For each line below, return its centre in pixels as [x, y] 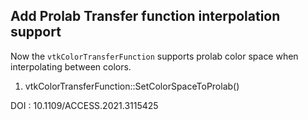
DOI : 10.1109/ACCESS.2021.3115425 [84, 105]
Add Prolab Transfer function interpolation [145, 16]
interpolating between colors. [71, 66]
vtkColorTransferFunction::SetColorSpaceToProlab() [132, 86]
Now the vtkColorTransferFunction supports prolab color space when [154, 56]
